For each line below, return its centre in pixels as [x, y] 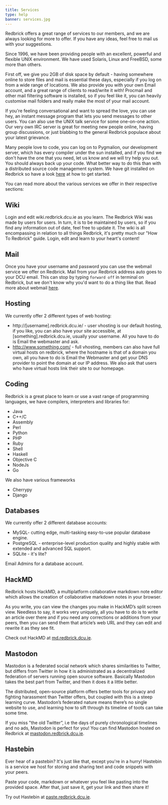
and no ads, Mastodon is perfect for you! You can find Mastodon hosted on [83, 728]
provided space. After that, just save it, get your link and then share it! [77, 787]
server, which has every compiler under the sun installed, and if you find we [83, 153]
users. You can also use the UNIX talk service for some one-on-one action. [83, 122]
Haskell [20, 454]
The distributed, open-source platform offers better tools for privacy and [80, 692]
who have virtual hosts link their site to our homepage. [68, 368]
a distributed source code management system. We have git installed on [80, 169]
